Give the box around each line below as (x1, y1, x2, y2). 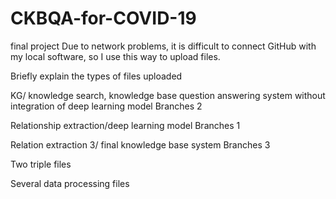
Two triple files (10, 158, 72, 170)
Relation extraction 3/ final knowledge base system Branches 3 (10, 138, 271, 151)
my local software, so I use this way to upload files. (10, 50, 221, 62)
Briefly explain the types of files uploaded (10, 70, 183, 82)
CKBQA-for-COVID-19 (10, 7, 197, 30)
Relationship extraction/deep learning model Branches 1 (10, 119, 241, 131)
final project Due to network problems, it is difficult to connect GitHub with (10, 40, 317, 52)
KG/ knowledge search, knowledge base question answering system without (10, 89, 326, 101)
